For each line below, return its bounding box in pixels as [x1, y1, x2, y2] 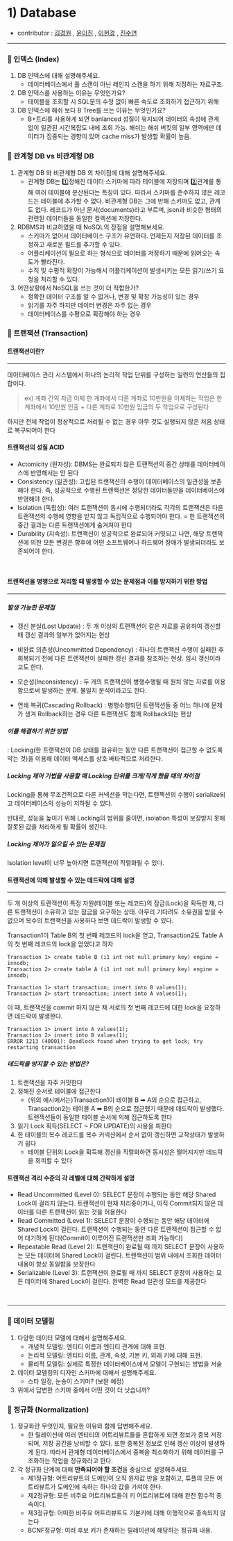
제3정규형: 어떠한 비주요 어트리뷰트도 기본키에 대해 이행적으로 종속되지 [27, 1508, 219, 1517]
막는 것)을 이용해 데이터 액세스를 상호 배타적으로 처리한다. [7, 755, 163, 762]
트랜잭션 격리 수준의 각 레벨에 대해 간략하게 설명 [7, 1173, 135, 1182]
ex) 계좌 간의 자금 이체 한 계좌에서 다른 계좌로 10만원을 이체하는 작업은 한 [24, 394, 223, 402]
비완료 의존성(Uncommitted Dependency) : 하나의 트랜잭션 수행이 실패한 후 [17, 645, 224, 654]
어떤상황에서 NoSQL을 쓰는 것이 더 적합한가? [17, 283, 139, 292]
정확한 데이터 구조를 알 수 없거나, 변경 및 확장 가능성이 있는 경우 [27, 292, 200, 300]
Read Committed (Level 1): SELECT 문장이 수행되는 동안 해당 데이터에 [17, 1217, 210, 1225]
